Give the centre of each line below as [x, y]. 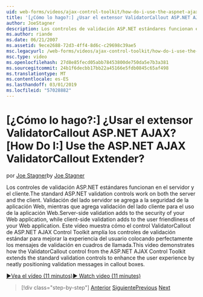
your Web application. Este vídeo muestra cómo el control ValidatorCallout [99, 225]
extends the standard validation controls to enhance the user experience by [100, 258]
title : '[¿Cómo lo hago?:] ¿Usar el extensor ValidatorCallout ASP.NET [98, 18]
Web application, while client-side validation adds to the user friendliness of [101, 219]
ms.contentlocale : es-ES [37, 79]
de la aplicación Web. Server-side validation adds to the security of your [95, 212]
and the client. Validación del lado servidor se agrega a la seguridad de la [98, 200]
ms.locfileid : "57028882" [39, 91]
